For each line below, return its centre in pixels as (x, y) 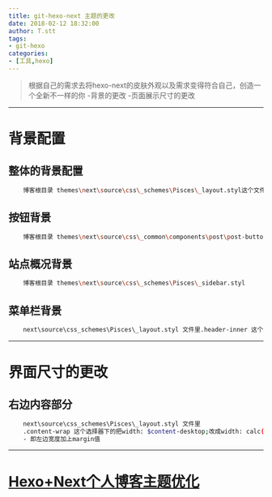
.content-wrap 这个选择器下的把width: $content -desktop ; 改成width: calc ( (144, 431)
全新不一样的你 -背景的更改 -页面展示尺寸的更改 (115, 95)
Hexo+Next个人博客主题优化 (104, 481)
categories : (28, 54)
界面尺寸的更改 (58, 372)
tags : (17, 39)
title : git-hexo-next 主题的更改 (62, 16)
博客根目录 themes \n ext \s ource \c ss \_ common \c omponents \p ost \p (127, 237)
